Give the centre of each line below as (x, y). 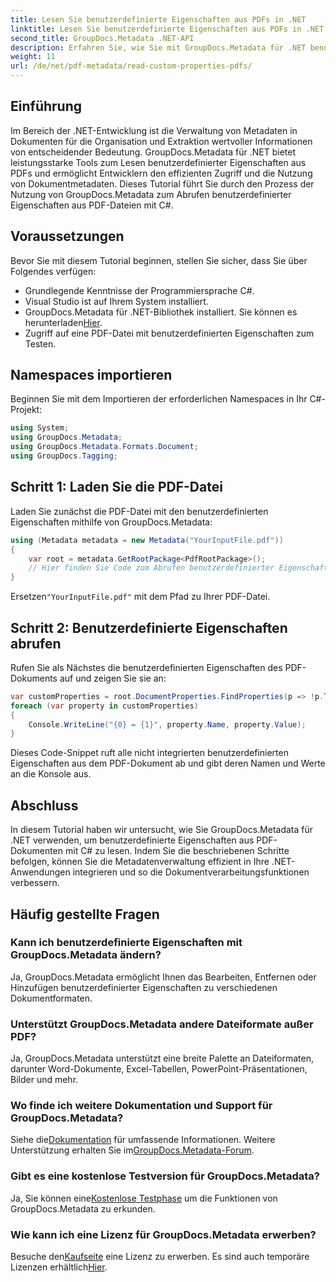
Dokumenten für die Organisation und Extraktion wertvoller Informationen (161, 141)
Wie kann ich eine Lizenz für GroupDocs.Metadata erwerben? (163, 1234)
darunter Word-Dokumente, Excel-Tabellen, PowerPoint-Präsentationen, (159, 1069)
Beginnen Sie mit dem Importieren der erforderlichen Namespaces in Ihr (159, 399)
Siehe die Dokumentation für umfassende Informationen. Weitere (143, 1140)
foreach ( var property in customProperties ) (104, 706)
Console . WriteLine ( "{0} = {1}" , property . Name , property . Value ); (167, 724)
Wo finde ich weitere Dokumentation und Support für (141, 1106)
